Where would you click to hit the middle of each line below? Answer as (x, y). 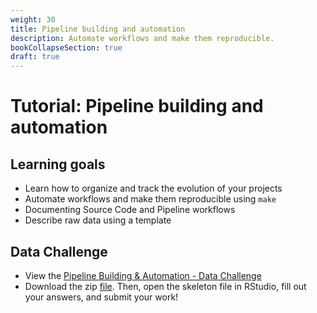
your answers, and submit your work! (101, 297)
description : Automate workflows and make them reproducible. (142, 38)
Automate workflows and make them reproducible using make (150, 199)
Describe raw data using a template (98, 220)
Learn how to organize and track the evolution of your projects (153, 188)
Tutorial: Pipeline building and (137, 106)
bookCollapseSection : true (66, 47)
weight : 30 (33, 19)
